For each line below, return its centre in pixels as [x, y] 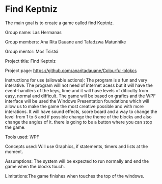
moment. [14, 151]
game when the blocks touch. [35, 166]
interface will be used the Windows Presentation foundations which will [77, 101]
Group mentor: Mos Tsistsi [32, 51]
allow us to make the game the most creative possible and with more [74, 106]
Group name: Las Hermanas [34, 32]
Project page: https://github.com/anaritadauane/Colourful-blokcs [71, 71]
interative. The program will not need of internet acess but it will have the [79, 85]
